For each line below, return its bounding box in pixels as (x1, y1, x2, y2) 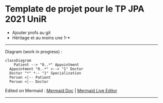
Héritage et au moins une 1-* (12, 35, 70, 41)
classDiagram (5, 58, 32, 63)
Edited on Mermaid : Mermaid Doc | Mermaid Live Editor (5, 88, 117, 93)
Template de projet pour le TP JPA (5, 3, 145, 15)
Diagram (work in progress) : (5, 48, 63, 54)
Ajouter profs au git (12, 29, 51, 35)
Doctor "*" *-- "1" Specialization (9, 71, 81, 75)
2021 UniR (5, 14, 47, 25)
